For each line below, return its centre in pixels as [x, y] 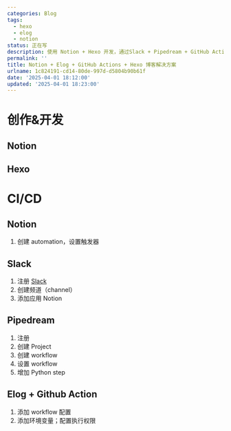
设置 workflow [37, 364]
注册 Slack [32, 281]
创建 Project [34, 346]
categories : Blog [32, 13]
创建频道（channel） [47, 290]
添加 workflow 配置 [44, 412]
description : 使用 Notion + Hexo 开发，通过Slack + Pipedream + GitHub [108, 52]
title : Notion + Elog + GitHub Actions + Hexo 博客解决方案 [92, 65]
